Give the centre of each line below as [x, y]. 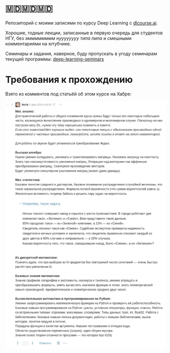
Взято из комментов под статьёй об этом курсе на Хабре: [68, 94]
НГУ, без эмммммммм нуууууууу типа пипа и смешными [68, 38]
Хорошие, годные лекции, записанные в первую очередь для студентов [84, 33]
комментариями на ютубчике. [38, 43]
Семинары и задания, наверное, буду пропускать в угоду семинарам [81, 53]
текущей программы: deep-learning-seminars [55, 59]
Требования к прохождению [69, 80]
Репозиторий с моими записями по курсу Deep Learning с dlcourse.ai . [81, 23]
